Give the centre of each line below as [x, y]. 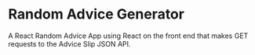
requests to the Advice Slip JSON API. [69, 43]
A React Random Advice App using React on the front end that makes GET [128, 36]
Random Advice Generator [96, 14]
